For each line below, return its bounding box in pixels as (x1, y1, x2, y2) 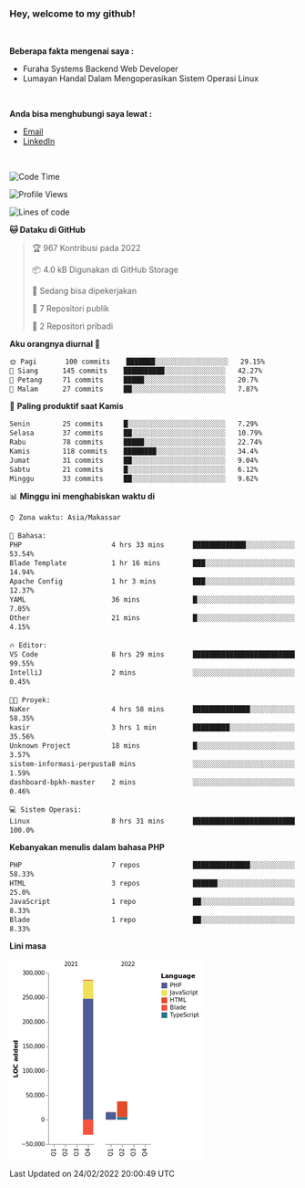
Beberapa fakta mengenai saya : (9, 46, 135, 57)
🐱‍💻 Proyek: (9, 696, 51, 705)
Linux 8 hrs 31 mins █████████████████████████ (9, 816, 296, 826)
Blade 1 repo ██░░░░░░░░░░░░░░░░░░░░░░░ (9, 916, 296, 925)
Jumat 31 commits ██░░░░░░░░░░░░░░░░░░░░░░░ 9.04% (9, 456, 259, 466)
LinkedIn (22, 136, 56, 147)
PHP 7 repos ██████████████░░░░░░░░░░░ (9, 861, 296, 870)
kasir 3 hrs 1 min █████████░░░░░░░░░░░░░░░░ (9, 723, 296, 732)
